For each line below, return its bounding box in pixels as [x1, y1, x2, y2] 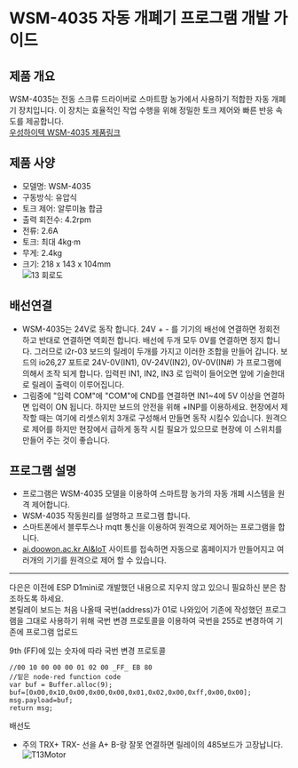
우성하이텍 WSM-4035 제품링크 [9, 127, 122, 138]
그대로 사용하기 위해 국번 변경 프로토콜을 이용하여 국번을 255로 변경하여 [25, 615, 274, 627]
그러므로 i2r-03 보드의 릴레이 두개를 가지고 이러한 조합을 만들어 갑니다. [34, 346, 279, 356]
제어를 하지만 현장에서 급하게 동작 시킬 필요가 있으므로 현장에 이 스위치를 [31, 423, 283, 434]
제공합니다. [25, 116, 65, 126]
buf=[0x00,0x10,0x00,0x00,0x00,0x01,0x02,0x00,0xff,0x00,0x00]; [9, 688, 252, 698]
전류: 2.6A [21, 225, 59, 236]
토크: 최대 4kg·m [21, 236, 82, 247]
